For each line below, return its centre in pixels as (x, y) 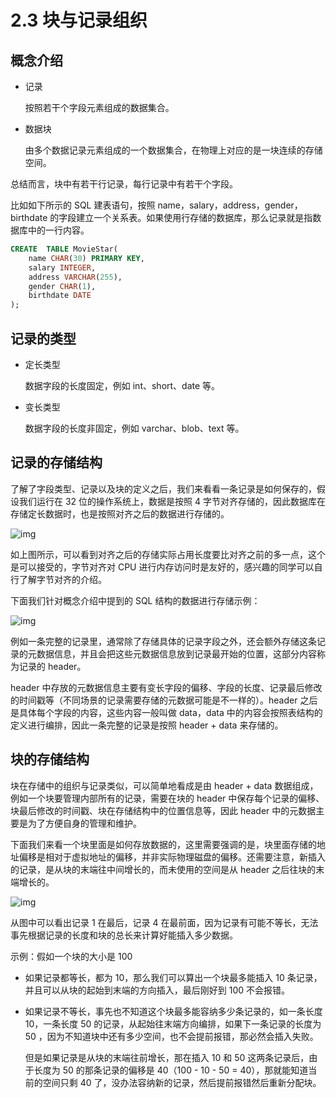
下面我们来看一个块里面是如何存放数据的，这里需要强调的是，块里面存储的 (163, 844)
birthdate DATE (60, 296)
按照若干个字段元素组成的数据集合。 (99, 107)
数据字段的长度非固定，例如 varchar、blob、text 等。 (134, 428)
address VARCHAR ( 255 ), (75, 277)
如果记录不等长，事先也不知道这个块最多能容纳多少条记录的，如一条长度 (173, 1011)
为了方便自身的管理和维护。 (84, 823)
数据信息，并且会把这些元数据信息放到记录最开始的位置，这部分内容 (176, 653)
